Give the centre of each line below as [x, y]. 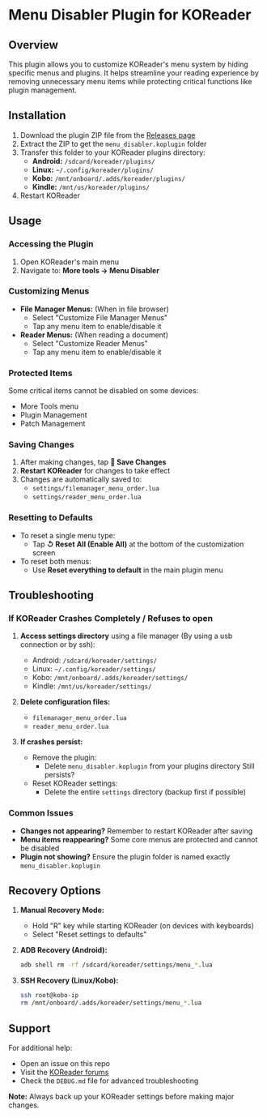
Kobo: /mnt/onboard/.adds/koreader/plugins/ [109, 178]
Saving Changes [41, 445]
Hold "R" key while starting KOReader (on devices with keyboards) [143, 926]
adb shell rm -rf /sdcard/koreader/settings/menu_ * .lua [116, 965]
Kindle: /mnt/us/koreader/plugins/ [91, 186]
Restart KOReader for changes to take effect [95, 471]
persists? [59, 775]
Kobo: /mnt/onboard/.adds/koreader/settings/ [110, 678]
